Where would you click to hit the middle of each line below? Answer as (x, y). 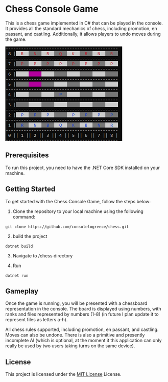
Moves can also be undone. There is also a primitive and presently (75, 335)
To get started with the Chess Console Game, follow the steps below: (78, 201)
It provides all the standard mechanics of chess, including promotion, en (81, 28)
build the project (30, 236)
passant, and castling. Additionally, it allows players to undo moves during (83, 34)
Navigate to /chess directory (43, 255)
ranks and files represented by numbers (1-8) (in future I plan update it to (82, 314)
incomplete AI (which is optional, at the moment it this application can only (83, 341)
